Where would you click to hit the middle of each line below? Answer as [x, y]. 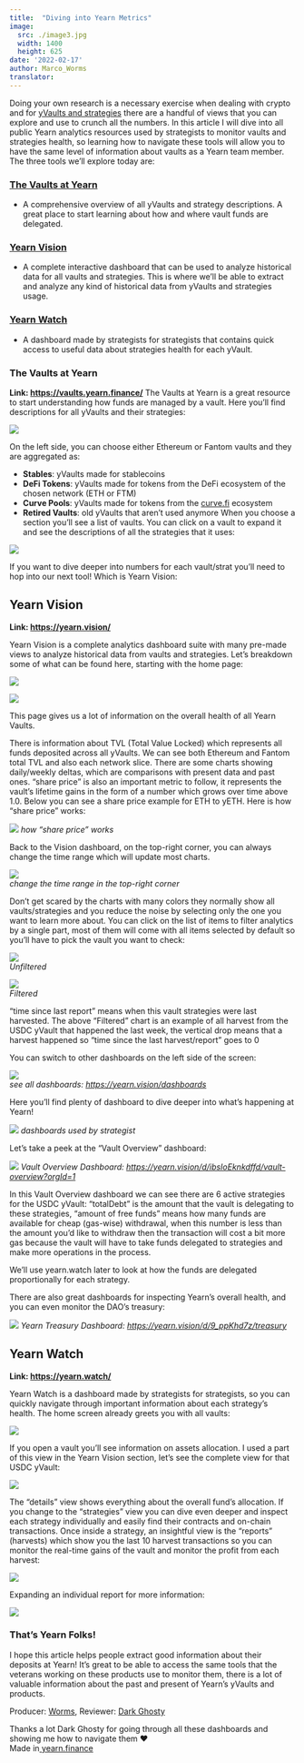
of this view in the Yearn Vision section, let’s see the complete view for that [150, 1457]
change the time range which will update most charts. [110, 856]
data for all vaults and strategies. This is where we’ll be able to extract [153, 277]
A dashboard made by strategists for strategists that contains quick [148, 339]
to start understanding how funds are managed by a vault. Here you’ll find [147, 402]
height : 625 [40, 52]
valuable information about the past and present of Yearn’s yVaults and [142, 1684]
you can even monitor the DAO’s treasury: [87, 1306]
